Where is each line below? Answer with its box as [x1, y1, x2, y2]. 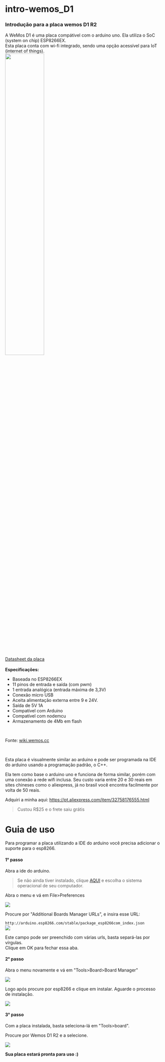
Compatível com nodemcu [12, 713, 66, 719]
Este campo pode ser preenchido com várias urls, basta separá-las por [5, 934, 150, 940]
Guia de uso [5, 824, 55, 835]
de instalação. [5, 991, 34, 997]
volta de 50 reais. [5, 787, 41, 793]
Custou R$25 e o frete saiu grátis [17, 806, 85, 812]
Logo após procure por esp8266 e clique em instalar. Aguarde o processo [5, 986, 156, 992]
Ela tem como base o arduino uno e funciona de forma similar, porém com [5, 772, 156, 778]
